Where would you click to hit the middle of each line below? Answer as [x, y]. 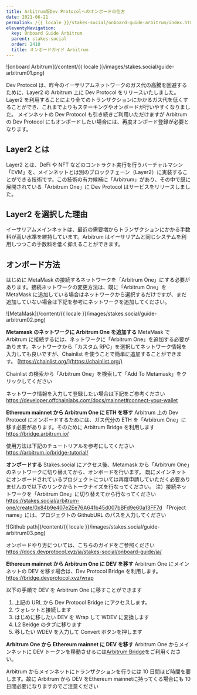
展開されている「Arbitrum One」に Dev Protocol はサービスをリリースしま [96, 186]
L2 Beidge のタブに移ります [48, 624]
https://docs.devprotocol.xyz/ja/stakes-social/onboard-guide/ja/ [84, 552]
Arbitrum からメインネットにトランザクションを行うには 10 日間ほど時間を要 [98, 671]
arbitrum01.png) [26, 73]
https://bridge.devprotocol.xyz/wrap [50, 578]
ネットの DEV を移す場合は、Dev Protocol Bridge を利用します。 [84, 572]
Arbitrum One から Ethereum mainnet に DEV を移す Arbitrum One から [93, 644]
